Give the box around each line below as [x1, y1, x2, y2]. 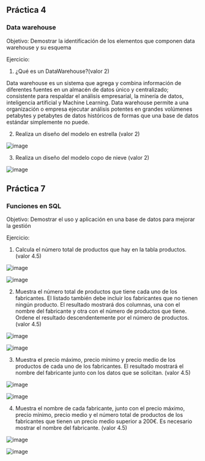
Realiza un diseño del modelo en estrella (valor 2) [15, 130, 140, 137]
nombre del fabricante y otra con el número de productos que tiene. [15, 307, 187, 315]
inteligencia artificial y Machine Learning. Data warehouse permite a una [6, 99, 189, 106]
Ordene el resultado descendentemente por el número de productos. [15, 314, 190, 321]
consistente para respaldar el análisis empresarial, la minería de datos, [6, 92, 184, 100]
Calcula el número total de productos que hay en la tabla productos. [15, 246, 187, 253]
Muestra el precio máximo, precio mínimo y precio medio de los [15, 356, 176, 364]
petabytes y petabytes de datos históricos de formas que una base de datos [6, 111, 199, 119]
